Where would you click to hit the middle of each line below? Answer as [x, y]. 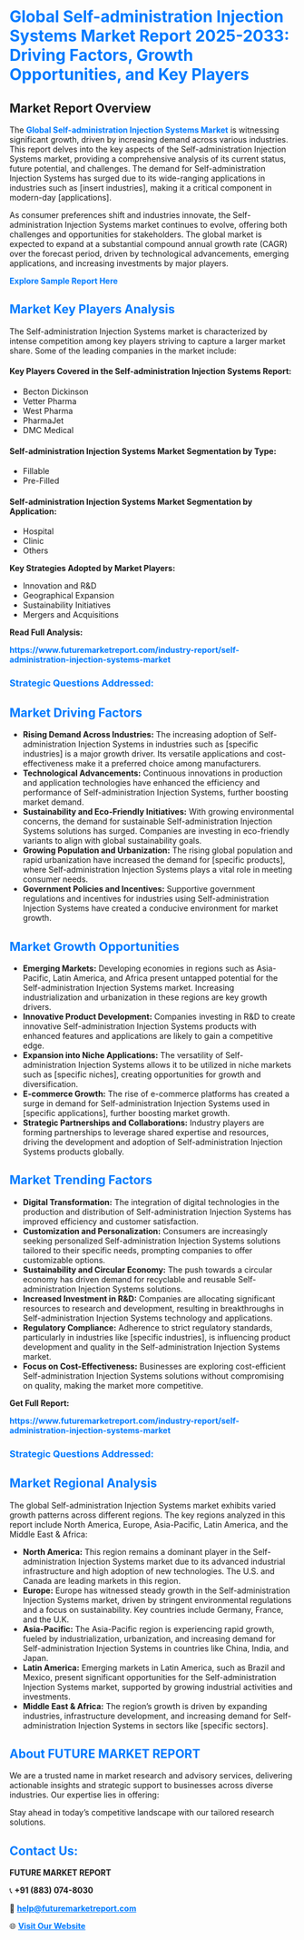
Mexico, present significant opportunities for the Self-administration [149, 1677]
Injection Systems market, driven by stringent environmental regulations [157, 1599]
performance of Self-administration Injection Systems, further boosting [155, 793]
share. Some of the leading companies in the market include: [123, 351]
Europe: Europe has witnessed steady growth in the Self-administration [156, 1590]
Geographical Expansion [69, 596]
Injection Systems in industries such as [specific [168, 744]
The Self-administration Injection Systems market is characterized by [138, 331]
